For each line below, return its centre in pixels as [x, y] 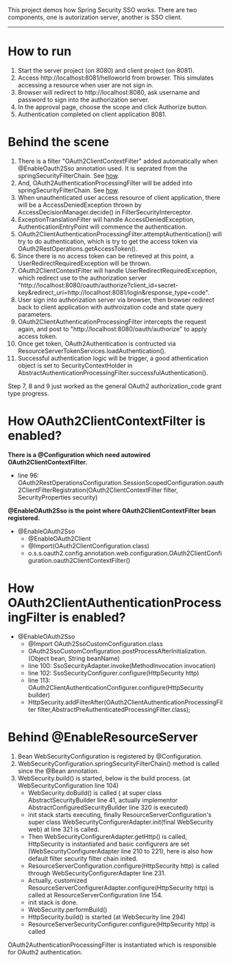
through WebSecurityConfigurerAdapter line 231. [97, 873]
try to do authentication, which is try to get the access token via [108, 241]
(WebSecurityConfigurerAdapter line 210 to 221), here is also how [120, 851]
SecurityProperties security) [58, 497]
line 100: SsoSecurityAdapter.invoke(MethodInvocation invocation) [122, 665]
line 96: [28, 475]
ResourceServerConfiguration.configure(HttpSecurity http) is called [123, 866]
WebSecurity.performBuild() [68, 909]
